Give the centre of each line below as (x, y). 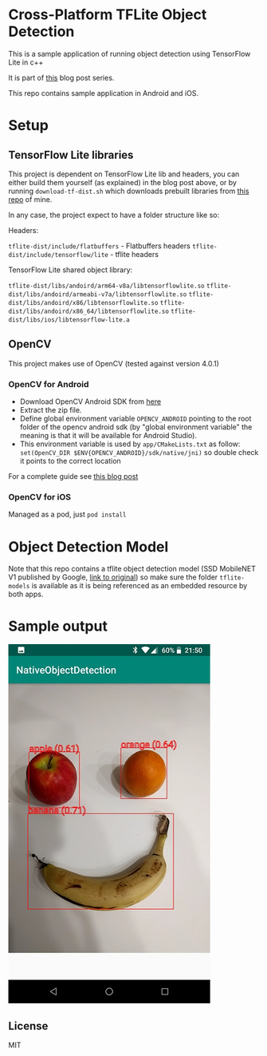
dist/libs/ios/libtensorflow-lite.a (69, 320)
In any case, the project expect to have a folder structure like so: (114, 215)
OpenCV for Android (49, 384)
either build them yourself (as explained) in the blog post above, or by (123, 182)
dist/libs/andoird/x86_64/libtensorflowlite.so (89, 311)
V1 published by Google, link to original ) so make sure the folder (113, 577)
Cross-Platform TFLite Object (108, 15)
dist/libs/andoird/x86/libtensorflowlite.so (83, 303)
